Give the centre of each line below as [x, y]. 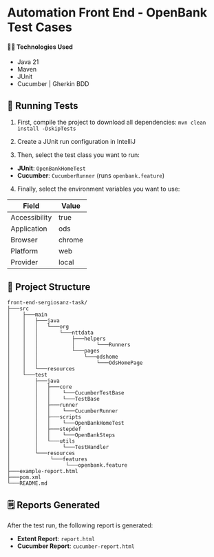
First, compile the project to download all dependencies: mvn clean [111, 123]
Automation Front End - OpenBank [107, 13]
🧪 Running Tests [43, 106]
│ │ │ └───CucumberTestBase [66, 393]
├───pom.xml [24, 477]
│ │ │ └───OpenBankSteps [61, 435]
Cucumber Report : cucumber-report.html [76, 546]
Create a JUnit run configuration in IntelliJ [76, 142]
